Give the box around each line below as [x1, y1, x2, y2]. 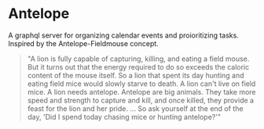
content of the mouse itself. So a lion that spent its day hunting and [27, 70, 245, 80]
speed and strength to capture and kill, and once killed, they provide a [27, 95, 254, 105]
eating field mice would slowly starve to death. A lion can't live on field [27, 79, 256, 88]
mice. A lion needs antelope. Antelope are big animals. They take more [27, 87, 257, 96]
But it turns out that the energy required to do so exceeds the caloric [27, 62, 250, 71]
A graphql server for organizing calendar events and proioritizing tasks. [8, 30, 240, 40]
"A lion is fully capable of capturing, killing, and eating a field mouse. [27, 54, 250, 63]
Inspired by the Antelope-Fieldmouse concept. [8, 38, 159, 48]
